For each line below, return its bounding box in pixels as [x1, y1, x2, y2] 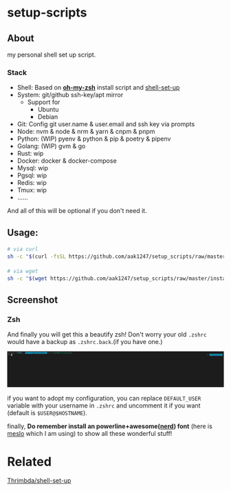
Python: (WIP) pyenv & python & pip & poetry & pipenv [16, 134, 171, 143]
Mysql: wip [16, 164, 49, 172]
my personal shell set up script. [7, 50, 96, 59]
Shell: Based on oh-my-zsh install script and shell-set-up [16, 83, 180, 92]
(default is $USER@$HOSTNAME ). [7, 409, 88, 417]
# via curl [7, 246, 38, 253]
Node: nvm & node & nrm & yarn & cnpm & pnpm [16, 128, 155, 136]
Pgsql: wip [16, 171, 47, 180]
